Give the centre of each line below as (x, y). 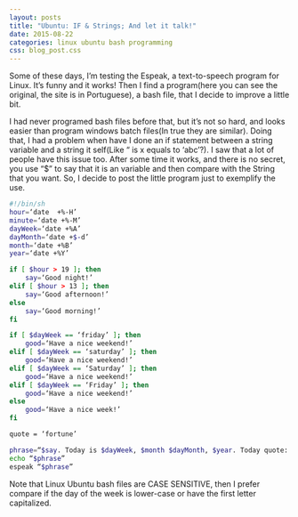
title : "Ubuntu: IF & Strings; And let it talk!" (103, 26)
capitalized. (30, 503)
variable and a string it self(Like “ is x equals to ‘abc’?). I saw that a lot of (141, 150)
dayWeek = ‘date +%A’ (45, 229)
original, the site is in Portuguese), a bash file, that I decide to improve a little (149, 95)
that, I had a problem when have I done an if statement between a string (141, 141)
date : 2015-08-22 (41, 34)
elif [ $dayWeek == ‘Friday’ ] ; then (79, 385)
